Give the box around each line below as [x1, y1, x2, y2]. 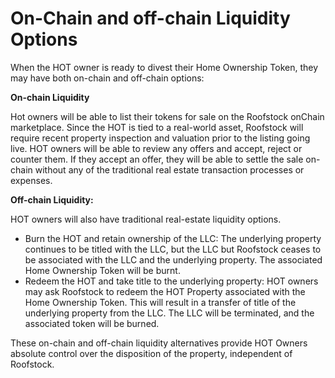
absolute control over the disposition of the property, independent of [10, 347, 293, 359]
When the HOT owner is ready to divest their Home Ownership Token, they [10, 61, 319, 73]
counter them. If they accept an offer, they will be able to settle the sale [10, 153, 304, 165]
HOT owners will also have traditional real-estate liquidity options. [10, 213, 282, 225]
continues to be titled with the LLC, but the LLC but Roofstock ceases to [24, 243, 322, 255]
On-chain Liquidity [10, 91, 90, 103]
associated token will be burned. [24, 317, 160, 329]
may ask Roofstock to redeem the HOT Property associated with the [24, 285, 306, 297]
